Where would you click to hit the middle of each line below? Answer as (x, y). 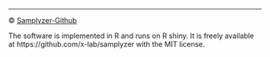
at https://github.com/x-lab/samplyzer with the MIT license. (107, 44)
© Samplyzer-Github (43, 20)
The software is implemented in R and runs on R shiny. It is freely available (131, 36)
